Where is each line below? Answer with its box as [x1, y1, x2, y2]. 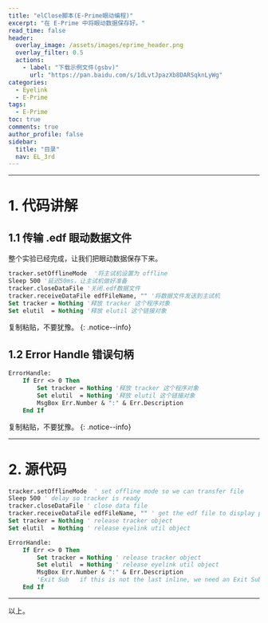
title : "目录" [15, 145, 60, 153]
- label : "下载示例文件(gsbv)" [22, 64, 120, 72]
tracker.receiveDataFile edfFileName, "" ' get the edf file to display [8, 510, 255, 518]
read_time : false [8, 26, 66, 34]
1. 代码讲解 [8, 197, 78, 215]
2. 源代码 [8, 460, 67, 479]
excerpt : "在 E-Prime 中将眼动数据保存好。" [8, 19, 146, 27]
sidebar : [8, 137, 37, 146]
